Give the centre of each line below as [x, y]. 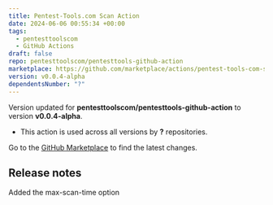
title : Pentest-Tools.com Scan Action [74, 16]
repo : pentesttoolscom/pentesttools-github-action [96, 62]
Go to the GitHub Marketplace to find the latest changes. [103, 147]
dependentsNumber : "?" [47, 84]
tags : [17, 31]
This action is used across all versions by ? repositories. [114, 132]
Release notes [45, 173]
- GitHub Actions [45, 46]
